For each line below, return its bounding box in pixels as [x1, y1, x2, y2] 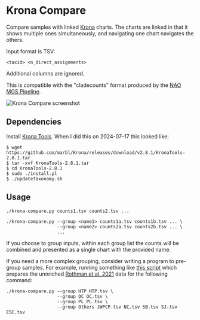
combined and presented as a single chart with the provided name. [6, 246, 171, 253]
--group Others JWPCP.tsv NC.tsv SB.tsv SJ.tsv [57, 304, 178, 310]
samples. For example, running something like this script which [21, 264, 177, 271]
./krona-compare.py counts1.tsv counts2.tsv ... [6, 208, 130, 214]
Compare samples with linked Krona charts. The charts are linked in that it [6, 23, 188, 31]
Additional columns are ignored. [6, 70, 85, 77]
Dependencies [6, 117, 61, 127]
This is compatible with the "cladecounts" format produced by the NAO [6, 81, 181, 89]
